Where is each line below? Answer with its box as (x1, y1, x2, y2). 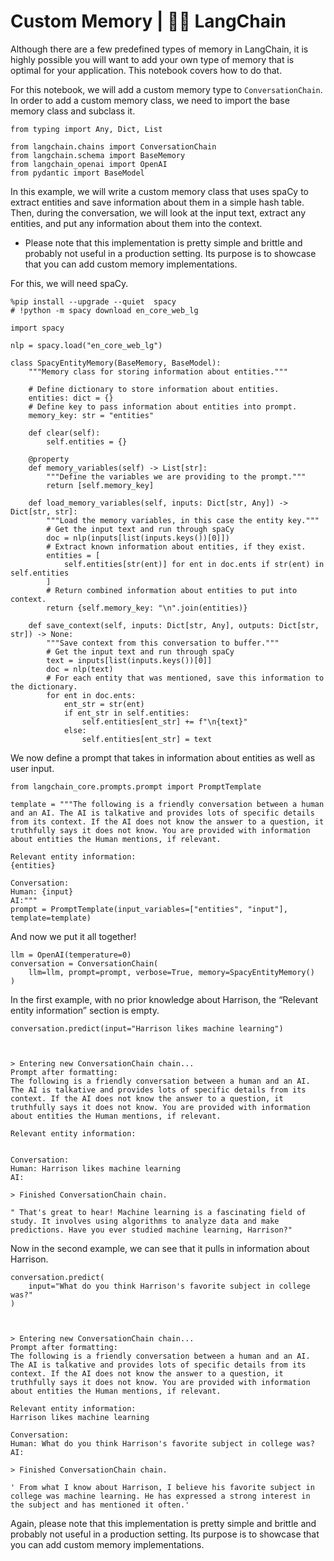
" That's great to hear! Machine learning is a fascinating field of (10, 1207, 307, 1217)
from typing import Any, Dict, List (10, 124, 163, 134)
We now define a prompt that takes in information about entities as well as (10, 751, 316, 764)
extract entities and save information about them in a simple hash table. (10, 196, 305, 208)
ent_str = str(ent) (63, 699, 145, 709)
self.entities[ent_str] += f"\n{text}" (81, 716, 248, 727)
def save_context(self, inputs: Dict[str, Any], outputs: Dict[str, (28, 620, 320, 630)
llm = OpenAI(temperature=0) (10, 950, 132, 960)
